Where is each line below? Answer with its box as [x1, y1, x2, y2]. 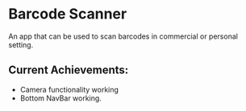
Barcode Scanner [8, 5, 127, 23]
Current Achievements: [8, 64, 129, 77]
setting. [8, 39, 34, 49]
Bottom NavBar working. [19, 93, 102, 103]
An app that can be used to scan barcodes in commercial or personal [8, 31, 238, 41]
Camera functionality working [19, 84, 119, 94]
